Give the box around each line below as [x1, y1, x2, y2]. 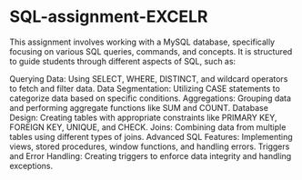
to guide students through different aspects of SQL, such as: [9, 55, 237, 66]
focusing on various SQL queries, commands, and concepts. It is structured [9, 45, 293, 56]
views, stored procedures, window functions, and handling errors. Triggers [9, 141, 290, 152]
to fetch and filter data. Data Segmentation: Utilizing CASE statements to [9, 83, 280, 94]
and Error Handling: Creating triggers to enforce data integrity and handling [9, 150, 292, 161]
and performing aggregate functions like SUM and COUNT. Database [9, 102, 268, 113]
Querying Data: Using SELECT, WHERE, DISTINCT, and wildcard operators [9, 73, 288, 84]
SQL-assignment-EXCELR [9, 6, 208, 27]
